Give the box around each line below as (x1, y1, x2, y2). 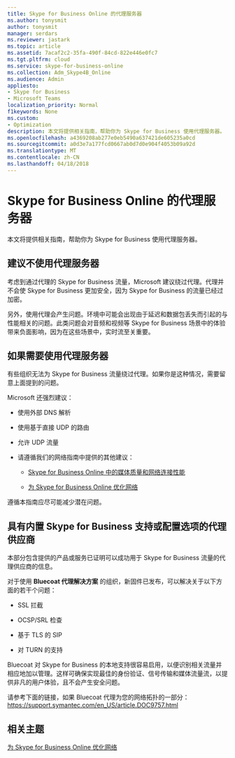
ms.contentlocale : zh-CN (7, 154, 80, 161)
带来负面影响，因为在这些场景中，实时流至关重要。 (7, 327, 155, 335)
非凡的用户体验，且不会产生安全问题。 (13, 678, 124, 686)
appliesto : (7, 82, 39, 89)
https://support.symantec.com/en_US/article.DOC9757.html (7, 701, 178, 710)
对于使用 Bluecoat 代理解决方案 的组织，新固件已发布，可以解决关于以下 (7, 577, 217, 586)
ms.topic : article (7, 43, 61, 50)
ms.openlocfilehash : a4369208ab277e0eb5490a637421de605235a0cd (7, 134, 196, 141)
